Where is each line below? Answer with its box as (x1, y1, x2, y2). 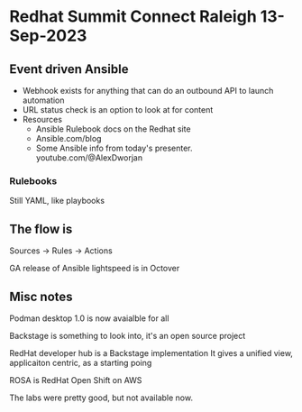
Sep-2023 (9, 25, 87, 46)
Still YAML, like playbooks (9, 196, 105, 206)
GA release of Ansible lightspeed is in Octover (9, 263, 180, 274)
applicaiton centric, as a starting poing (9, 357, 152, 368)
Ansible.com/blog (35, 133, 102, 143)
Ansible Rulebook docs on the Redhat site (35, 124, 191, 134)
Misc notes (9, 288, 74, 304)
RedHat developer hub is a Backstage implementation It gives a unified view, (9, 347, 293, 358)
